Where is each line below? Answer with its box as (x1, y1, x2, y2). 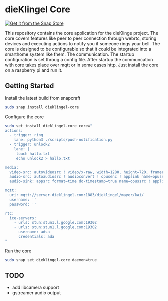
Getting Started (5, 82, 54, 90)
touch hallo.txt (16, 151, 50, 156)
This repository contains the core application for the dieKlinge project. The (5, 30, 159, 36)
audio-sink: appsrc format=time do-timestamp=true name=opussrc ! (9, 179, 151, 184)
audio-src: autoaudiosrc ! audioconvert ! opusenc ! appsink (9, 174, 140, 179)
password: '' (9, 202, 37, 207)
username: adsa (18, 229, 50, 235)
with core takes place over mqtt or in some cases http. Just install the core (5, 62, 159, 68)
